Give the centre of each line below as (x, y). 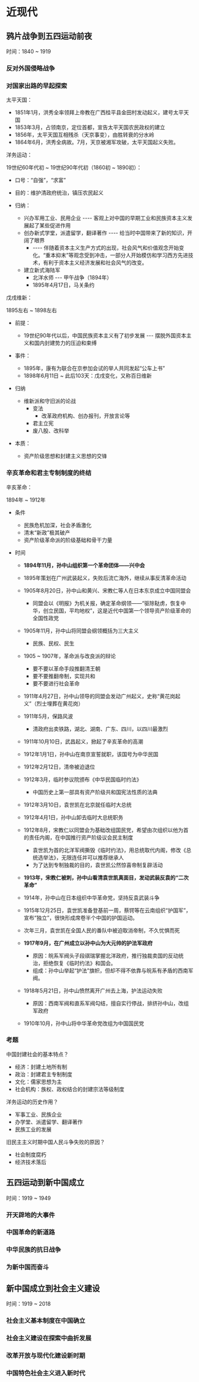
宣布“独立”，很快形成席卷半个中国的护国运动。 (80, 917)
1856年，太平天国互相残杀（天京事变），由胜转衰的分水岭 (84, 135)
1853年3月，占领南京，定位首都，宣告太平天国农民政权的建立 (90, 127)
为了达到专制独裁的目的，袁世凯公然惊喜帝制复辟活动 (98, 865)
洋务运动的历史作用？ (32, 1102)
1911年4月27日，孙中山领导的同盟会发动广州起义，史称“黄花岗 (99, 696)
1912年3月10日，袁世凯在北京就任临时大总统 (78, 804)
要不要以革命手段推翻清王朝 (67, 668)
